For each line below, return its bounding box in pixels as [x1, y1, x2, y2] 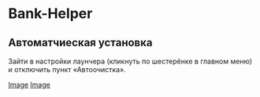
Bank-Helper [8, 5, 93, 23]
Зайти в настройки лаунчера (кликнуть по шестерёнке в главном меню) [8, 56, 253, 66]
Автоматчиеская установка [8, 36, 153, 49]
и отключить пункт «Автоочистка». [8, 65, 126, 74]
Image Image [8, 80, 51, 89]
